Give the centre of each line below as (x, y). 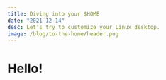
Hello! (25, 69)
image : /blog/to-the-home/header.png (63, 34)
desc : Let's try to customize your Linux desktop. (84, 27)
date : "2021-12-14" (36, 21)
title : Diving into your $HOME (54, 14)
